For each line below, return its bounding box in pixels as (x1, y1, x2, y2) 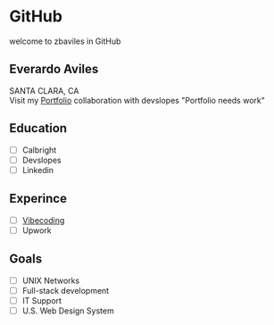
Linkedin (21, 164, 54, 175)
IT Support (21, 295, 62, 305)
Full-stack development (21, 285, 110, 296)
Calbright (21, 145, 57, 155)
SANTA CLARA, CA (9, 85, 79, 96)
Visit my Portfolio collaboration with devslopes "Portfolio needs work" (9, 95, 265, 105)
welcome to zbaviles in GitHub (9, 36, 121, 46)
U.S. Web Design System (21, 305, 114, 316)
